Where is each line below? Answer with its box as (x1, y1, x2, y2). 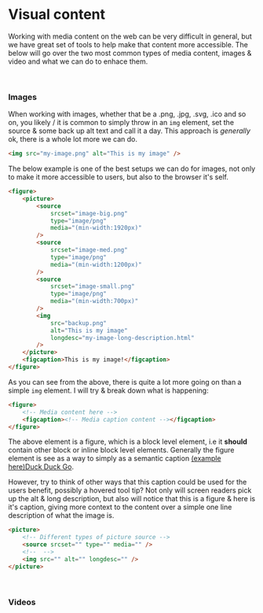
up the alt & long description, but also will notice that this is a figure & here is (8, 494, 256, 504)
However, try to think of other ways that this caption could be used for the (8, 478, 247, 487)
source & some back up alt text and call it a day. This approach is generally (8, 126, 251, 135)
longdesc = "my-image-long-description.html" (49, 334, 195, 342)
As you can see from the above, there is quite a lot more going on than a (8, 377, 242, 386)
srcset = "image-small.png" (49, 282, 135, 290)
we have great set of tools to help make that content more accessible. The (8, 39, 249, 49)
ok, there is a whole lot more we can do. (8, 135, 137, 144)
